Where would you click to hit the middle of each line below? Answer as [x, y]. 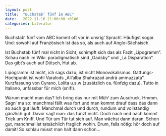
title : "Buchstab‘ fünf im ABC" [40, 14]
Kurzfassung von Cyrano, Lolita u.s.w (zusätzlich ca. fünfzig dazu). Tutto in [82, 83]
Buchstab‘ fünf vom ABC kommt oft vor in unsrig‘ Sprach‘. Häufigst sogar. [80, 38]
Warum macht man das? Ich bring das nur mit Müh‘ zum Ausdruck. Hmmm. [82, 98]
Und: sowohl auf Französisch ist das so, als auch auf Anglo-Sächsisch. [78, 43]
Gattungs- [143, 73]
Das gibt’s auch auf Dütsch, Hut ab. [41, 63]
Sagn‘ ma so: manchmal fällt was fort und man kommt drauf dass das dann [81, 103]
